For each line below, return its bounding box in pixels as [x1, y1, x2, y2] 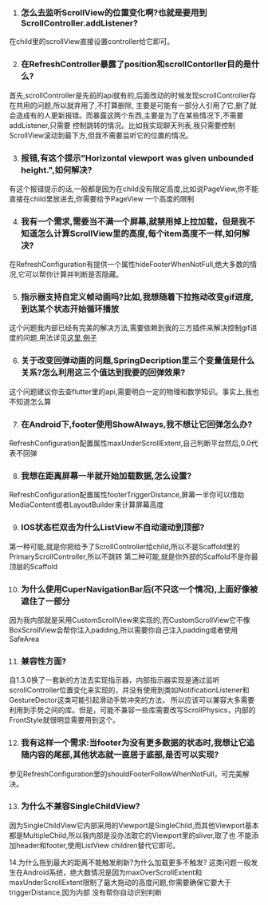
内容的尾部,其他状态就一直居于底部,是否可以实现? [29, 749, 219, 760]
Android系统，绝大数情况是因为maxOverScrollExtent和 [22, 867, 203, 877]
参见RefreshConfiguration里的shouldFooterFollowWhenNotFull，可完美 [9, 769, 242, 779]
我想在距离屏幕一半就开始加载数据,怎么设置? [20, 470, 192, 481]
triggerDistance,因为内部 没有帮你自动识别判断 [9, 887, 162, 897]
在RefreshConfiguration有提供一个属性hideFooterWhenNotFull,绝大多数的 [9, 260, 250, 269]
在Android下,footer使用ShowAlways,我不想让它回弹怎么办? [20, 418, 253, 429]
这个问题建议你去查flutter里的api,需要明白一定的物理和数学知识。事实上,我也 [9, 386, 260, 397]
